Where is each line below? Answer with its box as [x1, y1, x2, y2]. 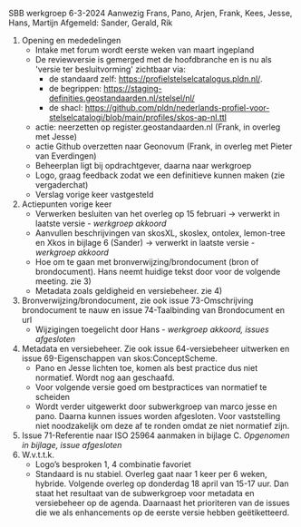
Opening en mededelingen [21, 35, 121, 45]
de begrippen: [48, 83, 102, 93]
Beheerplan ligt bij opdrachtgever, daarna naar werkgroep [34, 161, 252, 171]
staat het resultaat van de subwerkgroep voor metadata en [34, 488, 255, 498]
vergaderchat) [34, 180, 89, 190]
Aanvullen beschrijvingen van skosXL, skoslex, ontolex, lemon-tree [34, 228, 286, 239]
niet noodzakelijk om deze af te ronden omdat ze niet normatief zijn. [34, 421, 290, 431]
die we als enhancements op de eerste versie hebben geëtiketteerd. [34, 507, 290, 518]
